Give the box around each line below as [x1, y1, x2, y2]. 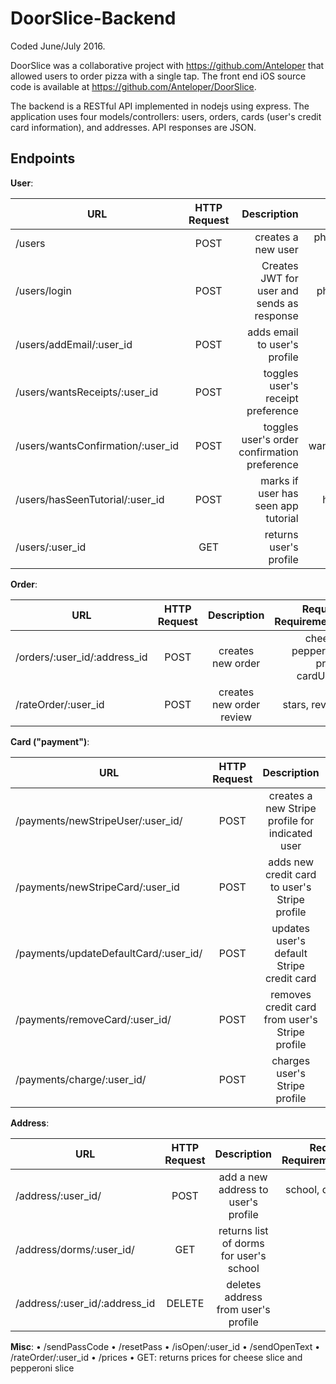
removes [270, 987, 312, 1001]
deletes [226, 1277, 262, 1291]
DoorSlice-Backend [10, 7, 177, 30]
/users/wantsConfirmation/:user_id [15, 438, 180, 452]
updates [271, 921, 311, 935]
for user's [220, 1248, 267, 1262]
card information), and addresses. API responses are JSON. [10, 121, 257, 133]
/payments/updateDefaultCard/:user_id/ [15, 946, 203, 960]
